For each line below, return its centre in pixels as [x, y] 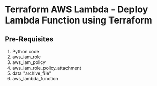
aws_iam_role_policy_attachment [47, 68]
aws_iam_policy [29, 62]
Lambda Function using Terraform [79, 20]
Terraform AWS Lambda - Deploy [76, 9]
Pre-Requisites [29, 39]
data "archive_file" [32, 73]
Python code [26, 51]
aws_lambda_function [35, 79]
